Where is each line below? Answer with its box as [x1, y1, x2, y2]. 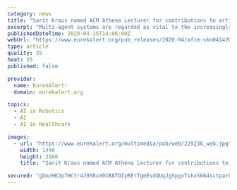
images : [7, 133, 30, 141]
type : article [7, 43, 49, 50]
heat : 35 [7, 56, 33, 63]
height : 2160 [20, 153, 59, 160]
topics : [7, 101, 30, 108]
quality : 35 [7, 50, 42, 57]
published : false [7, 63, 59, 70]
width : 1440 [20, 146, 55, 153]
